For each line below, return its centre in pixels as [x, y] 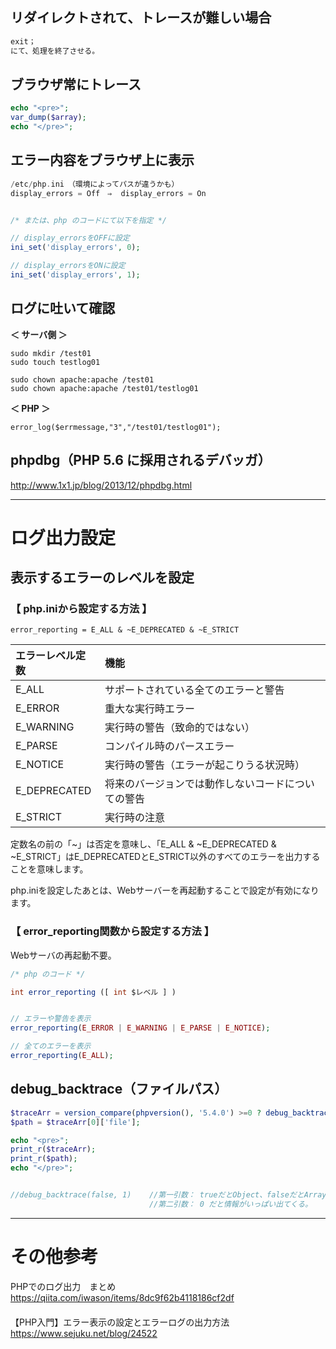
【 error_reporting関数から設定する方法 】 [112, 931]
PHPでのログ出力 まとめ [63, 1286]
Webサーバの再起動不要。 [63, 955]
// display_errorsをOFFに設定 [70, 238]
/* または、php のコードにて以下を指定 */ [88, 220]
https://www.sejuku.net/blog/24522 [84, 1333]
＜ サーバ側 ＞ [39, 334]
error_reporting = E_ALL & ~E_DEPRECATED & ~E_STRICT [125, 630]
